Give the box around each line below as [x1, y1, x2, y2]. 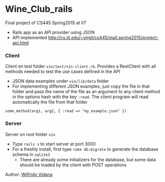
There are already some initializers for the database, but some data [19, 156, 156, 162]
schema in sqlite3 [12, 151, 50, 157]
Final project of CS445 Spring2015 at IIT [5, 20, 87, 26]
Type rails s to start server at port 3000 [12, 141, 96, 146]
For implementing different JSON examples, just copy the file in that [12, 83, 150, 89]
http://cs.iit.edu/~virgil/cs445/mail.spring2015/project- [48, 35, 159, 40]
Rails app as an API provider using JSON [12, 29, 95, 35]
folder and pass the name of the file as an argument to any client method [12, 89, 160, 95]
